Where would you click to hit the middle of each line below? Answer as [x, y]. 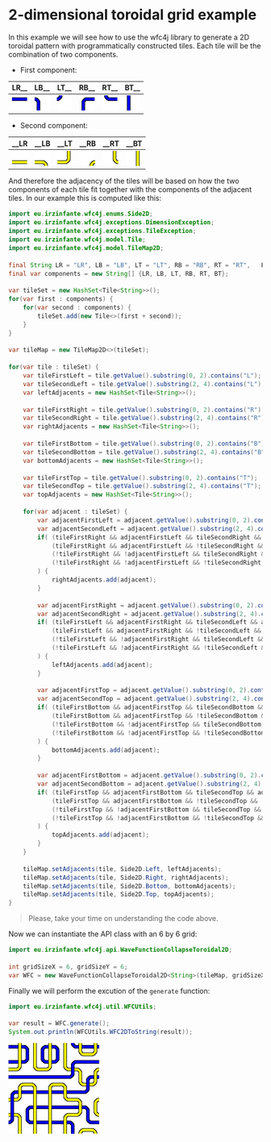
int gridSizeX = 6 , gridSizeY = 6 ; [68, 967]
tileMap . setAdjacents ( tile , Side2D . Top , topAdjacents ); [119, 894]
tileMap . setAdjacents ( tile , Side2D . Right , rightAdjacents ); [126, 877]
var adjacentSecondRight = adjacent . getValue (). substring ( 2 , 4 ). [150, 614]
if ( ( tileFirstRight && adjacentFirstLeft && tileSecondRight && [150, 537]
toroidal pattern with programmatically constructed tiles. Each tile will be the [135, 45]
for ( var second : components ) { [77, 308]
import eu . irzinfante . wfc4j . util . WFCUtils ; [83, 1007]
